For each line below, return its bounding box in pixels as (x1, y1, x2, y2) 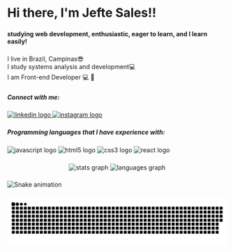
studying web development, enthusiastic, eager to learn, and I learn (7, 30, 208, 38)
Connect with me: (7, 93, 60, 101)
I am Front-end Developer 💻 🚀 (7, 73, 95, 82)
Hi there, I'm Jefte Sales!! (7, 5, 157, 21)
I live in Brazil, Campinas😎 (7, 54, 84, 64)
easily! (7, 37, 28, 46)
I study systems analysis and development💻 (7, 63, 136, 71)
